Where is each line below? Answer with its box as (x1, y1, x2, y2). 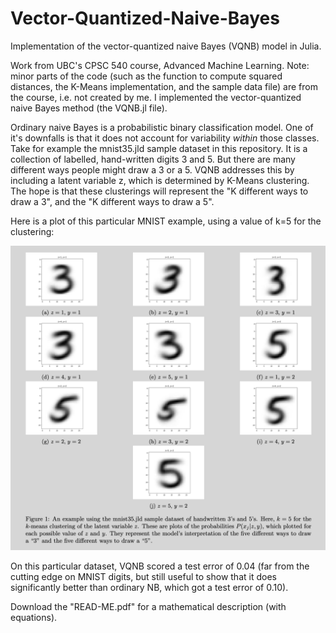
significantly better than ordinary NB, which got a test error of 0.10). (10, 582, 289, 594)
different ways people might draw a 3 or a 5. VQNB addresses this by (10, 163, 295, 176)
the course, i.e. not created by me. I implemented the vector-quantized (10, 91, 302, 103)
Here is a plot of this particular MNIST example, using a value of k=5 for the (10, 215, 322, 227)
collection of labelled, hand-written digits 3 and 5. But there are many (10, 153, 296, 165)
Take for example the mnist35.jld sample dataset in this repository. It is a (10, 142, 308, 154)
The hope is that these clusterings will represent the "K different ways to (10, 185, 309, 197)
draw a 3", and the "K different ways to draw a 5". (10, 195, 215, 207)
